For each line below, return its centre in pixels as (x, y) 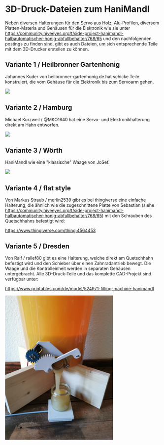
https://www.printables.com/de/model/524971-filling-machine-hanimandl (80, 289)
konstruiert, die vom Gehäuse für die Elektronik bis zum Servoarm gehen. (80, 82)
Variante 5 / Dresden (37, 246)
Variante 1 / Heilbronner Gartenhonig (63, 65)
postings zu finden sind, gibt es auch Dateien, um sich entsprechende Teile (82, 44)
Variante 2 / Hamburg (39, 108)
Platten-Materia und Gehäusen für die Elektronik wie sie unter (68, 28)
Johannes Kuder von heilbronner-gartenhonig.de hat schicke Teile (72, 76)
